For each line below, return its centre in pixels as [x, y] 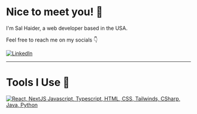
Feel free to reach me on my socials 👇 [52, 40]
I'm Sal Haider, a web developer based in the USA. [67, 28]
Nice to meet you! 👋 [55, 12]
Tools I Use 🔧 [38, 83]
